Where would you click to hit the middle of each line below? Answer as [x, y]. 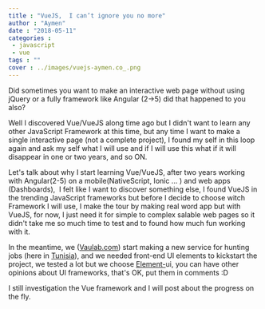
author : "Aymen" [37, 23]
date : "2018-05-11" [43, 30]
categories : [30, 38]
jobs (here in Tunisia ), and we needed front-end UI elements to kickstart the [133, 256]
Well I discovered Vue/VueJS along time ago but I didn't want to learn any [129, 123]
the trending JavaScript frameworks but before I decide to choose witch [127, 197]
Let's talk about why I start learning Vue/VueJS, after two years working [127, 172]
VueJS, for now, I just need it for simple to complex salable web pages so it [132, 214]
